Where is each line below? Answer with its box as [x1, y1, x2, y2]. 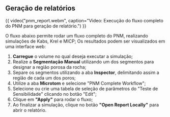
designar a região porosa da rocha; [12, 64, 87, 70]
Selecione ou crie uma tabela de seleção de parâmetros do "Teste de [12, 86, 158, 92]
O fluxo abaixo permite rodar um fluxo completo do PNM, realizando [5, 32, 149, 38]
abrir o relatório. [12, 107, 47, 113]
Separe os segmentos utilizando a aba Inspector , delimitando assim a [12, 69, 159, 75]
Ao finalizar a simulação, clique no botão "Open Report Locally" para [12, 101, 159, 108]
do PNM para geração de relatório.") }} [5, 23, 87, 29]
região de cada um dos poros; [12, 74, 76, 81]
